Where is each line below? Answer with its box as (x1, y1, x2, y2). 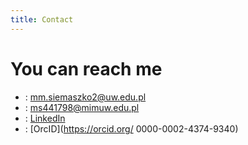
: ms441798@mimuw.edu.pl (24, 101, 140, 113)
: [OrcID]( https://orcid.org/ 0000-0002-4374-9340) (24, 122, 239, 135)
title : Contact (10, 14, 74, 25)
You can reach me (10, 57, 163, 80)
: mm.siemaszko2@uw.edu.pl (24, 91, 147, 103)
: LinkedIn (24, 112, 66, 124)
